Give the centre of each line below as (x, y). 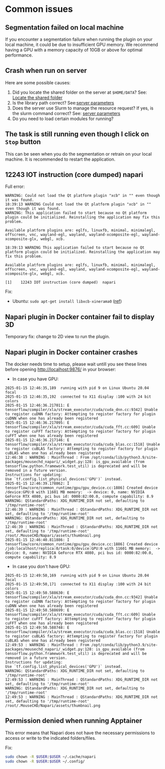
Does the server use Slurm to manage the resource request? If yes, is (83, 108)
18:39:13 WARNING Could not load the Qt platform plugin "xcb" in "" (78, 204)
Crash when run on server (46, 71)
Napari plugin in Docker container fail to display (80, 317)
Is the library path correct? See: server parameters (63, 103)
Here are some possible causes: (38, 82)
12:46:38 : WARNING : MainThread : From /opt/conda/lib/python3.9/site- (82, 458)
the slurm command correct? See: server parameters (66, 113)
